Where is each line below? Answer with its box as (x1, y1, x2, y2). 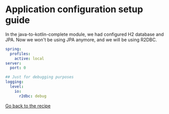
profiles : (10, 51, 31, 56)
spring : (5, 46, 22, 51)
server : (5, 61, 22, 66)
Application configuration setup (5, 4, 144, 15)
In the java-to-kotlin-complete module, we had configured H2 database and (5, 31, 164, 37)
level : (10, 84, 24, 90)
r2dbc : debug (18, 93, 47, 99)
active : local (14, 56, 44, 61)
